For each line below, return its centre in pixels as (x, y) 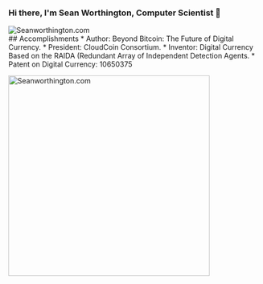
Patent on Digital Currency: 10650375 (70, 64)
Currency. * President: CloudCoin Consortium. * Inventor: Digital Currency (131, 47)
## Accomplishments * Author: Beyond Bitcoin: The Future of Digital (121, 39)
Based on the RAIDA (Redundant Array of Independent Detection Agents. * (132, 56)
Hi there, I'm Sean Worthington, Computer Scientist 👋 (115, 13)
